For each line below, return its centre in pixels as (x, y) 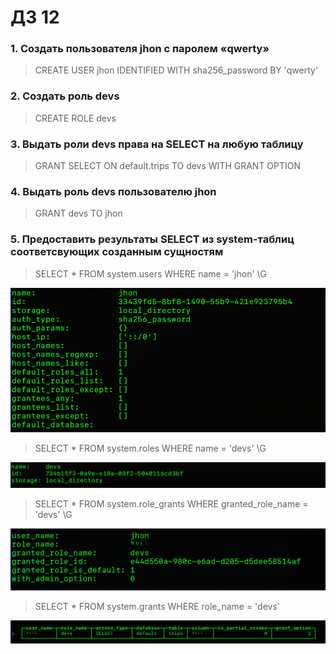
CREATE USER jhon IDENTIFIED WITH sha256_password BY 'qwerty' (176, 70)
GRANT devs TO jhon (78, 213)
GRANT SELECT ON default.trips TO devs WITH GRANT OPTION (168, 166)
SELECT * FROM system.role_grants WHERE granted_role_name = (171, 504)
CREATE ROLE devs (75, 118)
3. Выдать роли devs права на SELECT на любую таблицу (157, 144)
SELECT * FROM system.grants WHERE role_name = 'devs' (157, 607)
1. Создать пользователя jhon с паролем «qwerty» (140, 49)
